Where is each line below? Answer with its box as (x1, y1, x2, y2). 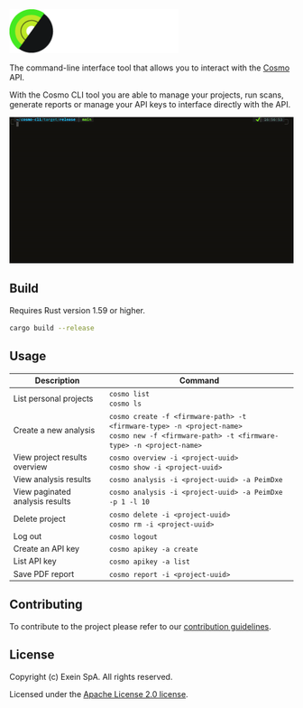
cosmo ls (108, 399, 142, 409)
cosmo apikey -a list (108, 557, 191, 567)
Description (34, 375, 80, 387)
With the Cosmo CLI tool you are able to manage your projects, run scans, (9, 89, 284, 100)
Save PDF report (13, 568, 75, 579)
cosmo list (108, 390, 151, 399)
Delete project (13, 514, 66, 525)
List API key (13, 555, 57, 567)
